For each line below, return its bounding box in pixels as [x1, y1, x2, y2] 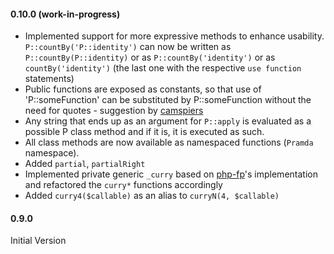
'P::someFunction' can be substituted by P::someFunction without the [24, 94, 312, 106]
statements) [24, 73, 75, 85]
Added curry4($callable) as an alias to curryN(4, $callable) [24, 190, 280, 202]
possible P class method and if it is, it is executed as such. [24, 126, 265, 138]
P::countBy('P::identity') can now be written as [24, 41, 232, 53]
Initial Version [10, 235, 67, 247]
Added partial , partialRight [24, 158, 146, 170]
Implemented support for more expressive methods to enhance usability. [24, 30, 325, 42]
